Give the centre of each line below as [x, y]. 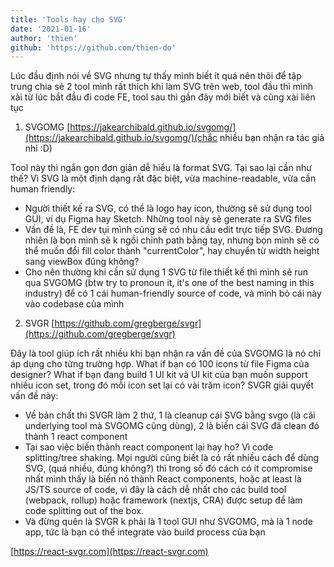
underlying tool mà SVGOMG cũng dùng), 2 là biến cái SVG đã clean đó [172, 426]
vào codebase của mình [74, 304]
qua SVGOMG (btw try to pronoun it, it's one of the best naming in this [169, 283]
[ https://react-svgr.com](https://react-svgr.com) [109, 552]
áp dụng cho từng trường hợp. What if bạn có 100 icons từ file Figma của [160, 364]
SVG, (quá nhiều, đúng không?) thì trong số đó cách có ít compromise [168, 468]
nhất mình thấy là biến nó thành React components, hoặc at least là [163, 479]
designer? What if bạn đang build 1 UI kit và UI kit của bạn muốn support [159, 375]
